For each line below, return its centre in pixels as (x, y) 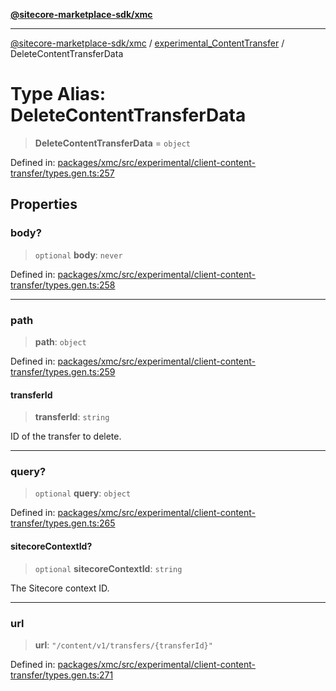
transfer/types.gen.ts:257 (62, 173)
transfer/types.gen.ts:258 (63, 285)
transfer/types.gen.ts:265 (63, 523)
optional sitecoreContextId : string (108, 568)
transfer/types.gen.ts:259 (63, 371)
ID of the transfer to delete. (66, 436)
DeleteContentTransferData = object (113, 143)
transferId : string (72, 417)
